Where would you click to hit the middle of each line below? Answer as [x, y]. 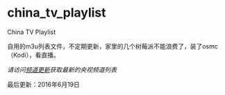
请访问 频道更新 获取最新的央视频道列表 [62, 69]
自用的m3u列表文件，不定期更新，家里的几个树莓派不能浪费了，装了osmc [113, 46]
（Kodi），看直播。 [34, 55]
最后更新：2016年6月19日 [43, 84]
